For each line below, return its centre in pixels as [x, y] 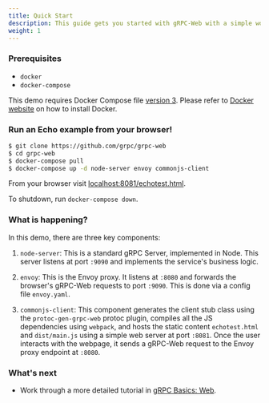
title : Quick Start [41, 16]
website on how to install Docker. [63, 108]
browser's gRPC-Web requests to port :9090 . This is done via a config [135, 285]
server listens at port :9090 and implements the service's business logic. [139, 261]
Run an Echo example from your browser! [90, 129]
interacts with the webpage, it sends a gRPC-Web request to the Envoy [137, 343]
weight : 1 [25, 30]
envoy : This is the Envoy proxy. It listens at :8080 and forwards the [128, 276]
